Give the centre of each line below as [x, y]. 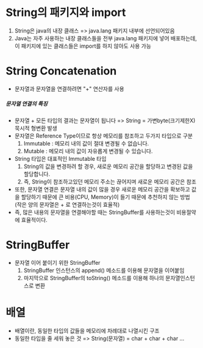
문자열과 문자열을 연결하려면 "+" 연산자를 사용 [69, 89]
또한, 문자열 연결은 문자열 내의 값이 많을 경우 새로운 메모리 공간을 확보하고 [102, 189]
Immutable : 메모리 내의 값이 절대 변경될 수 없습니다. [86, 143]
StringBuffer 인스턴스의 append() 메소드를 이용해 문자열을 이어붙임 [104, 270]
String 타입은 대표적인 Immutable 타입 [60, 158]
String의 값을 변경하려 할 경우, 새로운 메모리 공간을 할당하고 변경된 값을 [108, 166]
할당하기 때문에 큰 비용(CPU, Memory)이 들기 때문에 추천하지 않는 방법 [105, 197]
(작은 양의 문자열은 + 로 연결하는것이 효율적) [67, 204]
